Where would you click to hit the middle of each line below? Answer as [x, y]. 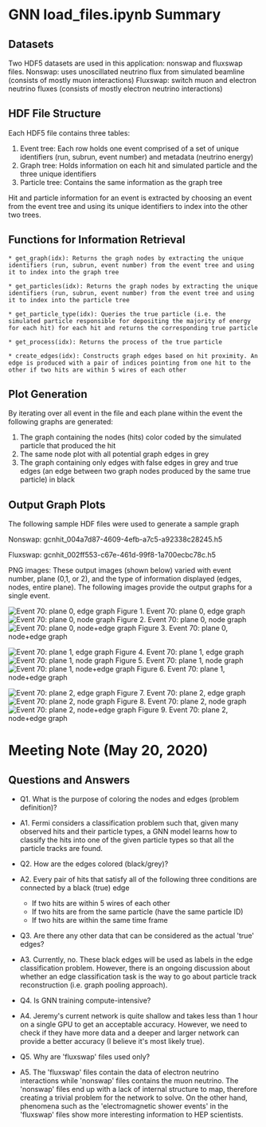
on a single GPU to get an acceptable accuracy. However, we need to [133, 1025]
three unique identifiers [58, 174]
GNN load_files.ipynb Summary [115, 15]
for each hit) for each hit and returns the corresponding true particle [133, 328]
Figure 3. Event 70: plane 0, [183, 629]
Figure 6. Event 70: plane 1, [181, 669]
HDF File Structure [55, 114]
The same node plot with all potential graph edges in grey [114, 454]
